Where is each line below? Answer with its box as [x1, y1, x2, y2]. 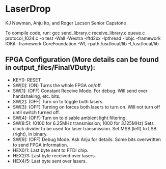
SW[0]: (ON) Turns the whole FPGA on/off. [12, 82, 102, 88]
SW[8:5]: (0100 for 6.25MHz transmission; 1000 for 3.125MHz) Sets [12, 120, 154, 126]
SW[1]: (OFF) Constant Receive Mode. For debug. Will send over [12, 88, 148, 94]
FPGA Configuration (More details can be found [5, 55, 159, 64]
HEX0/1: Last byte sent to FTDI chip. [12, 147, 89, 153]
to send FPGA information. [12, 142, 68, 148]
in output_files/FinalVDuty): [5, 63, 96, 72]
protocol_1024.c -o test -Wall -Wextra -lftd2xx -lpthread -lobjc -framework [5, 35, 161, 41]
